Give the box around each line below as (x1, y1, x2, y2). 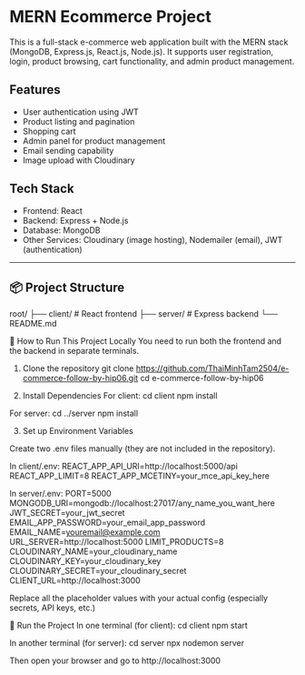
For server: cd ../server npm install (9, 408, 139, 419)
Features (9, 82, 61, 97)
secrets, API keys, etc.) (9, 602, 96, 613)
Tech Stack (9, 181, 74, 196)
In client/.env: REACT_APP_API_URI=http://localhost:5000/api (9, 461, 239, 472)
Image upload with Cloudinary (22, 155, 135, 166)
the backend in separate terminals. (9, 346, 139, 357)
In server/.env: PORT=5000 (9, 489, 112, 499)
